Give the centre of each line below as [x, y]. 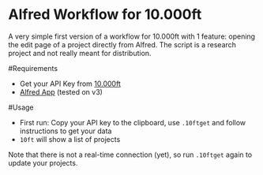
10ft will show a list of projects [70, 139]
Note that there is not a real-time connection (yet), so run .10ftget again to [130, 155]
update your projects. [43, 162]
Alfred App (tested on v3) [61, 91]
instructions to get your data [66, 131]
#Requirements [33, 68]
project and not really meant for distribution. [80, 53]
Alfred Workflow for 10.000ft [105, 15]
